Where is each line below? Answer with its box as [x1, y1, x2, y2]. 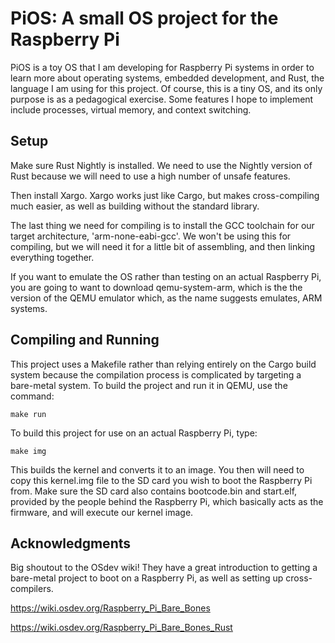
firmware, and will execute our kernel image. [10, 506, 194, 518]
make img [10, 446, 47, 456]
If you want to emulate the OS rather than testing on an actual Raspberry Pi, [10, 270, 322, 282]
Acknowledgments [10, 535, 132, 552]
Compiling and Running [10, 332, 160, 349]
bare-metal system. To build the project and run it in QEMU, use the [10, 379, 288, 391]
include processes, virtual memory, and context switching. [10, 103, 252, 116]
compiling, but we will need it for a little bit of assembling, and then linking [10, 240, 316, 252]
